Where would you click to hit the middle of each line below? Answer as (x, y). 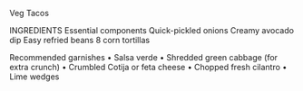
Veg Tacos (29, 13)
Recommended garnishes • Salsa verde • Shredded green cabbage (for (144, 57)
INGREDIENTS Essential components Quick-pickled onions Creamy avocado (152, 30)
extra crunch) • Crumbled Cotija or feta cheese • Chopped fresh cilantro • (148, 67)
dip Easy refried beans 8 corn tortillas (80, 40)
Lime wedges (34, 77)
